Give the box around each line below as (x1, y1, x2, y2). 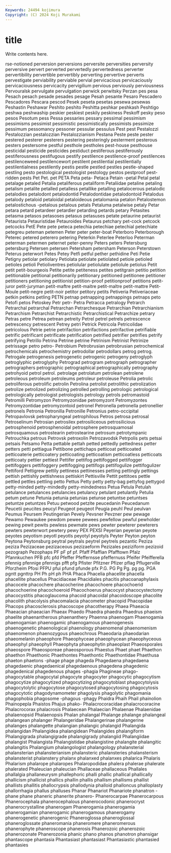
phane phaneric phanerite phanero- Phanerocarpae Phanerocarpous (19, 793, 164, 799)
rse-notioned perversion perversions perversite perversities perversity (5, 61, 154, 67)
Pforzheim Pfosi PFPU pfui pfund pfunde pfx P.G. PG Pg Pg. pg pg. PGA (5, 565, 156, 572)
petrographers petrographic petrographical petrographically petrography (5, 364, 158, 371)
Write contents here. (5, 51, 48, 57)
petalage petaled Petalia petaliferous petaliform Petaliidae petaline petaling (5, 180, 163, 186)
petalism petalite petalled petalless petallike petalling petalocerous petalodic (5, 186, 165, 192)
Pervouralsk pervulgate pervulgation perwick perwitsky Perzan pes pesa (5, 88, 158, 94)
